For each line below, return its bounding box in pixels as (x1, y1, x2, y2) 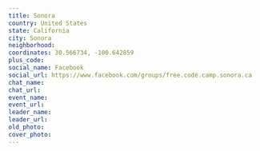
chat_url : (8, 85, 42, 94)
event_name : (8, 93, 48, 101)
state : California (8, 26, 70, 34)
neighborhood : (8, 42, 56, 50)
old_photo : (8, 123, 45, 131)
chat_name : (8, 78, 45, 86)
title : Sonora (8, 11, 56, 20)
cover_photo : (8, 130, 52, 138)
